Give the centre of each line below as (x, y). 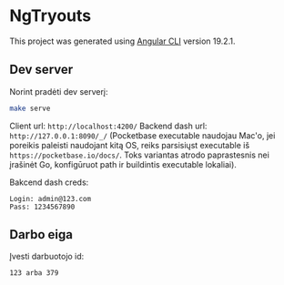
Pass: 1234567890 (42, 207)
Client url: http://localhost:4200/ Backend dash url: (108, 126)
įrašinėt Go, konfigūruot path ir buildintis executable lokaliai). (123, 164)
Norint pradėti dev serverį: (59, 91)
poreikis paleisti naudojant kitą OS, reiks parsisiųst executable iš (130, 145)
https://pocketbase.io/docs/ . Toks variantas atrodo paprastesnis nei (140, 155)
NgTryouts (51, 16)
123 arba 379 (34, 273)
